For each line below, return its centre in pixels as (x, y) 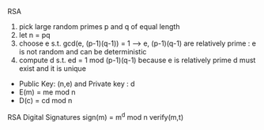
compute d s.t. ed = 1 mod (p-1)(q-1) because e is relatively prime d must (137, 60)
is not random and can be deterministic (83, 52)
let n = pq (34, 35)
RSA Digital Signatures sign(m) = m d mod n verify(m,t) (96, 116)
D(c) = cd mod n (45, 100)
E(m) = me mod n (47, 92)
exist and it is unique (52, 69)
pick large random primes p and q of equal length (99, 26)
